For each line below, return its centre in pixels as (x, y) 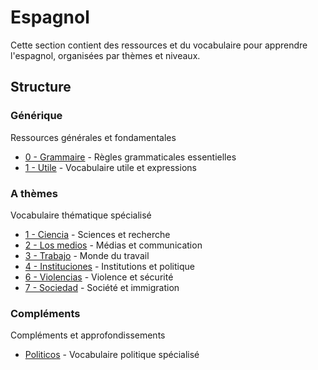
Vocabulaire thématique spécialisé (81, 215)
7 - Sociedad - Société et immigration (102, 287)
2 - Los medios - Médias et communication (113, 245)
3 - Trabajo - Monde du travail (87, 255)
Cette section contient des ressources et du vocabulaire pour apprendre (159, 45)
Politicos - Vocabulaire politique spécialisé (112, 355)
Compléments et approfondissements (88, 335)
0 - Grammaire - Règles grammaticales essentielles (130, 157)
